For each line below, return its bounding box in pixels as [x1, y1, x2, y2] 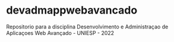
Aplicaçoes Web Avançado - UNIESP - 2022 [6, 29, 115, 36]
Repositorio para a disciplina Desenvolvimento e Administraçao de [6, 23, 169, 30]
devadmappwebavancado [6, 4, 138, 17]
